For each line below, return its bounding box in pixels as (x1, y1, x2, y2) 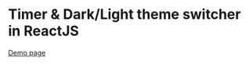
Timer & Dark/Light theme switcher (8, 5, 241, 23)
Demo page (8, 48, 46, 57)
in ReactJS (8, 22, 80, 40)
